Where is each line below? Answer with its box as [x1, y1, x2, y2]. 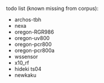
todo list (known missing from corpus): [6, 5, 99, 12]
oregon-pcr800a [14, 47, 55, 54]
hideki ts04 [14, 66, 42, 72]
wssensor [14, 53, 38, 60]
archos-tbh [14, 16, 42, 23]
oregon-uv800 [14, 35, 50, 41]
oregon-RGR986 [14, 28, 54, 35]
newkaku [14, 72, 37, 78]
